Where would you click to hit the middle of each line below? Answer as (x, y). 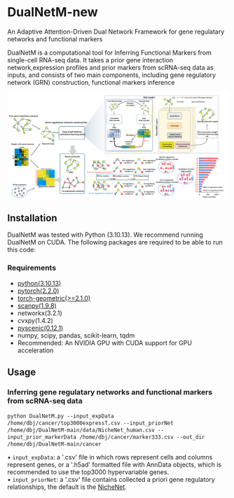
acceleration (35, 350)
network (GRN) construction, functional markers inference (91, 82)
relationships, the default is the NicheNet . (67, 487)
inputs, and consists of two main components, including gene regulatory (111, 75)
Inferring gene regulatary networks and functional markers (110, 392)
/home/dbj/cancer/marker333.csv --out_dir (142, 437)
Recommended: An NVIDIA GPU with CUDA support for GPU (105, 343)
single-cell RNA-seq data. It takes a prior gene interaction (90, 60)
